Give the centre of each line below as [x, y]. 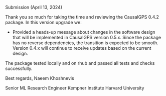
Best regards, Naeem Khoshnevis [40, 78]
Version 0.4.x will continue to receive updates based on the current [82, 48]
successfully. [19, 68]
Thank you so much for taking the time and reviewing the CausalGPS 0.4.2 [82, 17]
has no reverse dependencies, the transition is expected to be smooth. [86, 43]
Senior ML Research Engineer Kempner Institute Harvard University [75, 88]
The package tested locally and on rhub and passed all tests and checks [80, 63]
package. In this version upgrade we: [43, 22]
